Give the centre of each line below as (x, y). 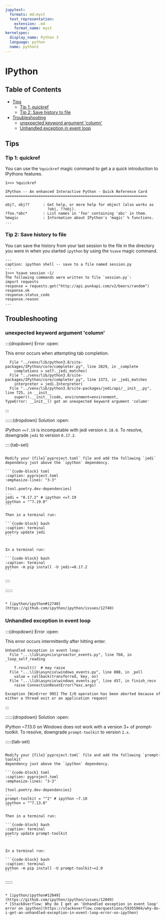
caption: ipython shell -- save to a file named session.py (69, 264)
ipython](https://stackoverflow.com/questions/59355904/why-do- (93, 908)
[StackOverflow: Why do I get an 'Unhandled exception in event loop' (84, 904)
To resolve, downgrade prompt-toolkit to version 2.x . (75, 732)
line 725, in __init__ (28, 393)
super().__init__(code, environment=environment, (66, 397)
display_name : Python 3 (34, 38)
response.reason (22, 299)
